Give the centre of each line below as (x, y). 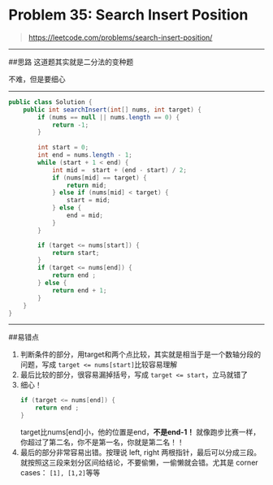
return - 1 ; (70, 125)
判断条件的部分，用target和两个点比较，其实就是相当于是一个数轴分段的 (141, 354)
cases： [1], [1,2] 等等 (60, 473)
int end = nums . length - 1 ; (85, 155)
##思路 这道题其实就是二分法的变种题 (71, 62)
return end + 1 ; (79, 290)
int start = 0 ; (63, 148)
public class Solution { (50, 102)
